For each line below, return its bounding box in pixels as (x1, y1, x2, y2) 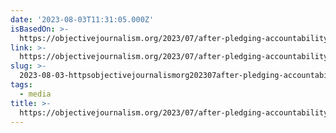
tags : (10, 80, 33, 90)
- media (19, 89, 52, 99)
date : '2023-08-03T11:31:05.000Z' (10, 14, 155, 25)
